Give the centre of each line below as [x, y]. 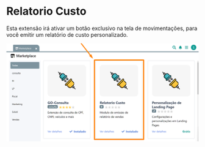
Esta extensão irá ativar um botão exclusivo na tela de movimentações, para [102, 28]
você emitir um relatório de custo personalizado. [67, 34]
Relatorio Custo [46, 11]
